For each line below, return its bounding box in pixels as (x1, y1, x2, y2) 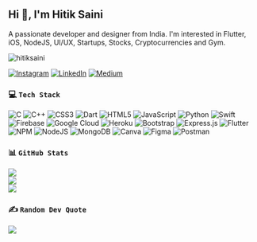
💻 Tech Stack (8, 88, 61, 100)
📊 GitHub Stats (8, 147, 69, 158)
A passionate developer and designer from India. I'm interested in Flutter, (8, 29, 247, 38)
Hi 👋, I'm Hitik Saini (8, 8, 103, 21)
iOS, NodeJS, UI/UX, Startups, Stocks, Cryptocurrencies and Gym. (8, 37, 226, 47)
